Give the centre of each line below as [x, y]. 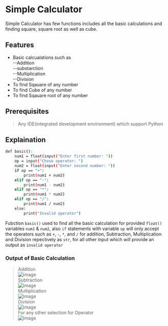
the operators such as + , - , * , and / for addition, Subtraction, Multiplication [83, 234]
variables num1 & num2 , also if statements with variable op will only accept [82, 228]
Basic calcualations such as [42, 57]
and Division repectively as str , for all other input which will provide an [80, 239]
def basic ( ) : [19, 152]
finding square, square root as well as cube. [51, 29]
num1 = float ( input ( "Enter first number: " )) [64, 156]
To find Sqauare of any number [45, 84]
